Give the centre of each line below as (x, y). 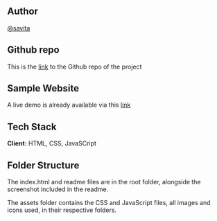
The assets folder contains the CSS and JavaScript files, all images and (109, 203)
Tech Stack (32, 126)
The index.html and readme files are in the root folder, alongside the (104, 182)
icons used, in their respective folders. (62, 210)
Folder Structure (43, 165)
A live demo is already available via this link (69, 105)
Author (23, 11)
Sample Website (43, 88)
